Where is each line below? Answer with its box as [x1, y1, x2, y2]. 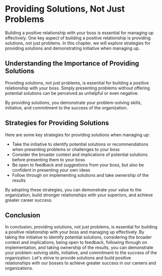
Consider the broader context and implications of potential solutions [12, 152, 148, 157]
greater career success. [5, 197, 53, 203]
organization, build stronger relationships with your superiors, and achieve [5, 192, 153, 198]
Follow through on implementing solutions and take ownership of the [12, 172, 149, 178]
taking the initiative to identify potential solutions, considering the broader [5, 234, 152, 240]
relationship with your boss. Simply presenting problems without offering [5, 85, 150, 91]
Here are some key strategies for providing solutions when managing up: [5, 132, 150, 138]
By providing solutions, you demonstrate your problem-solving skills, [5, 100, 142, 105]
